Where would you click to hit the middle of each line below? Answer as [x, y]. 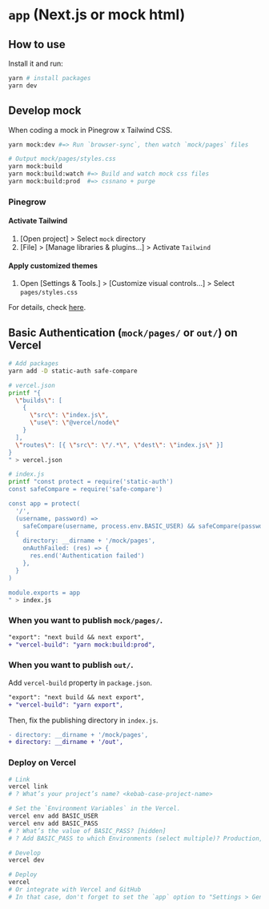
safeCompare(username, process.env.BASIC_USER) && [109, 526]
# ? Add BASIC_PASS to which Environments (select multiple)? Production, [136, 839]
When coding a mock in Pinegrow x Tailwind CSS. [90, 130]
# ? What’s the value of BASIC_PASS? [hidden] [87, 831]
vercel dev [26, 860]
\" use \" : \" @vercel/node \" [74, 423]
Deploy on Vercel [42, 762]
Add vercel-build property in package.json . [80, 682]
